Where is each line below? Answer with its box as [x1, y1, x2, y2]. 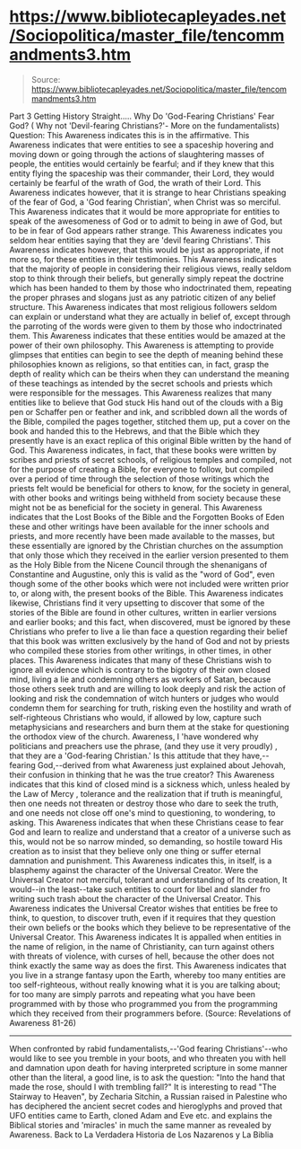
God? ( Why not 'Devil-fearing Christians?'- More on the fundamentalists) [9, 119, 280, 131]
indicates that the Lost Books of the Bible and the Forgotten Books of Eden [9, 511, 285, 522]
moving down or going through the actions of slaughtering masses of [9, 148, 265, 159]
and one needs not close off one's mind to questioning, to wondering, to [9, 807, 276, 818]
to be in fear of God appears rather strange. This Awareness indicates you [9, 225, 283, 235]
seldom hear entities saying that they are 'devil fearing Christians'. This [9, 234, 271, 245]
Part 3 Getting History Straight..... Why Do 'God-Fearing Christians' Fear [9, 110, 275, 121]
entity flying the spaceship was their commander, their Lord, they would [9, 168, 275, 179]
